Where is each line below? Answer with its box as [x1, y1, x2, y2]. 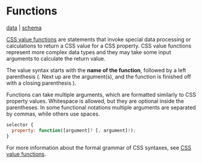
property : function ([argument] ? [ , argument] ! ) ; [11, 128, 136, 134]
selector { [6, 121, 34, 128]
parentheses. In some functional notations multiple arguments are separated [6, 103, 196, 111]
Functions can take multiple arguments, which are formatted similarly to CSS [6, 91, 197, 98]
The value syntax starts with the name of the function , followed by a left [6, 66, 186, 73]
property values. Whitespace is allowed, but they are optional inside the [6, 97, 185, 105]
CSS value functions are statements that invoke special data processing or [6, 35, 191, 43]
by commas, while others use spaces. [6, 110, 101, 117]
